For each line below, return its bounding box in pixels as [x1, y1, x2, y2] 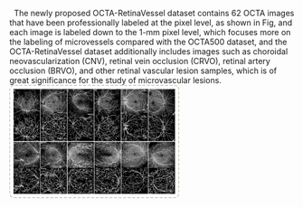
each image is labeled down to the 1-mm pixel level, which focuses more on [9, 27, 291, 37]
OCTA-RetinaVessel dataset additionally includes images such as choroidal [9, 46, 289, 57]
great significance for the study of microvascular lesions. [9, 75, 222, 85]
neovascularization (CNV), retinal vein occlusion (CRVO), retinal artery [9, 56, 271, 66]
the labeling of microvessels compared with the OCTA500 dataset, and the [9, 36, 288, 47]
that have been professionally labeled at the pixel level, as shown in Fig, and [9, 17, 293, 28]
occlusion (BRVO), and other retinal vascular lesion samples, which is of [9, 65, 278, 76]
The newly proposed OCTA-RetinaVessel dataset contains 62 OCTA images [13, 8, 295, 18]
